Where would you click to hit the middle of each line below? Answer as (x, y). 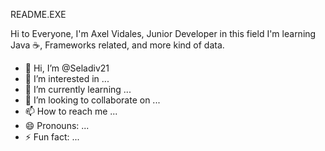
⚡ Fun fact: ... (52, 137)
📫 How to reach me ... (71, 111)
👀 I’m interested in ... (67, 78)
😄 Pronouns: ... (57, 125)
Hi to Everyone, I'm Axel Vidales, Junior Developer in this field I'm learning (163, 33)
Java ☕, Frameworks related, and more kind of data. (117, 45)
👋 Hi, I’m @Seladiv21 (67, 68)
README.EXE (38, 14)
